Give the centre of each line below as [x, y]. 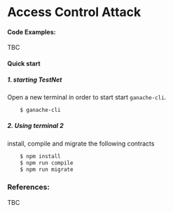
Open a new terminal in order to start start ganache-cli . [87, 97]
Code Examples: [32, 31]
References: [29, 188]
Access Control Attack [74, 12]
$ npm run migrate [47, 169]
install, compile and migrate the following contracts [81, 143]
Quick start [24, 63]
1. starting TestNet [35, 79]
